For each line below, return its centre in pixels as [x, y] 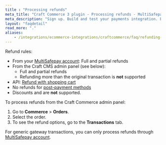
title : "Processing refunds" [36, 10]
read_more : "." [21, 28]
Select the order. [29, 117]
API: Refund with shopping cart [44, 82]
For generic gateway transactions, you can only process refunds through [79, 132]
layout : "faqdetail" [26, 24]
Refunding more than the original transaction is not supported [83, 77]
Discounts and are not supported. [47, 93]
